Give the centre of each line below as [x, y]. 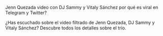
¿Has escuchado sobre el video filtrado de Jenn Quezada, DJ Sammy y [80, 23]
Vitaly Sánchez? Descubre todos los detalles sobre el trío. [66, 28]
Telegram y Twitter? [26, 13]
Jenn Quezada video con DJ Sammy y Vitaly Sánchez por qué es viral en [82, 7]
